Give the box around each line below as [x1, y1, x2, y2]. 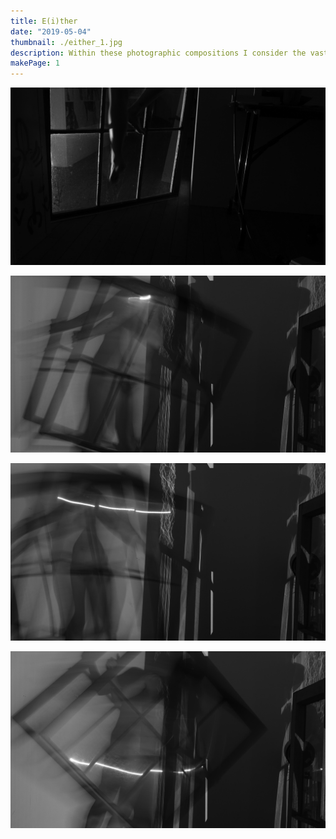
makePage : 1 [10, 58, 60, 69]
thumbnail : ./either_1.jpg [10, 37, 123, 47]
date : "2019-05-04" [10, 26, 92, 37]
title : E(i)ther [10, 16, 78, 26]
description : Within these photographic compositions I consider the [10, 48, 307, 58]
